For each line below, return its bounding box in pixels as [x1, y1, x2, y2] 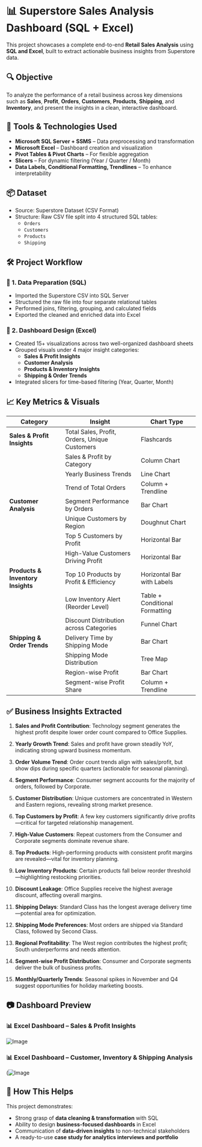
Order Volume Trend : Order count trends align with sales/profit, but [14, 758, 183, 766]
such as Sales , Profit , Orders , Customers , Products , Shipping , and [6, 97, 174, 105]
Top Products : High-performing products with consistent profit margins [14, 848, 193, 856]
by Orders [65, 504, 94, 513]
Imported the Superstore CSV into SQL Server [14, 292, 129, 299]
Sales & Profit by [65, 453, 112, 461]
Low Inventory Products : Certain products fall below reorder [14, 866, 167, 874]
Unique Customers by [65, 515, 127, 523]
